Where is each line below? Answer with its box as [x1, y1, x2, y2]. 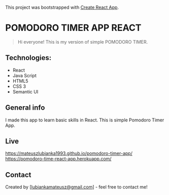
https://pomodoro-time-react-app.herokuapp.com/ [5, 156, 112, 162]
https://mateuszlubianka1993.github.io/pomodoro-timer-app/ [5, 150, 133, 156]
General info [5, 104, 45, 112]
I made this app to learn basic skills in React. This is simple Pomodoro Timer [5, 117, 164, 123]
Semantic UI [12, 88, 39, 94]
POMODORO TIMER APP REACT [5, 22, 142, 34]
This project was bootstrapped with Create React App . [5, 5, 119, 10]
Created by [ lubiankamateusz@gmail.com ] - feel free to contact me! [5, 184, 148, 190]
